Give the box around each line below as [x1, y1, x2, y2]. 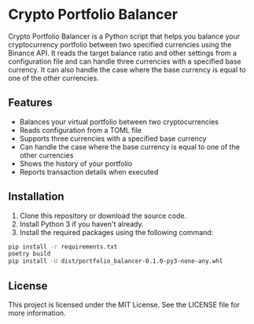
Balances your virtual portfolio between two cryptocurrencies [19, 116, 219, 127]
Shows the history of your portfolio [19, 159, 133, 168]
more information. [8, 308, 66, 318]
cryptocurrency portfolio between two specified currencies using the [8, 39, 232, 49]
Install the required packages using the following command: [19, 227, 214, 237]
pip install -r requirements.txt [8, 242, 118, 251]
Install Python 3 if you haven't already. [19, 219, 144, 229]
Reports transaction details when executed [19, 167, 159, 176]
